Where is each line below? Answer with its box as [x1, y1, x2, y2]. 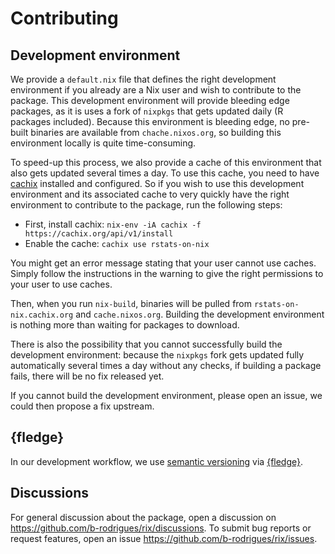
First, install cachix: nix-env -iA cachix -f [24, 218, 202, 230]
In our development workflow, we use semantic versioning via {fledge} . [10, 455, 304, 467]
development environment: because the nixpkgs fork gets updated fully [10, 349, 305, 361]
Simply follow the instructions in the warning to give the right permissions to [10, 268, 324, 279]
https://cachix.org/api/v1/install [24, 229, 174, 239]
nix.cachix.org [10, 310, 74, 320]
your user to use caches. [10, 278, 113, 290]
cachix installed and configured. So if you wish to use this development [10, 178, 305, 189]
